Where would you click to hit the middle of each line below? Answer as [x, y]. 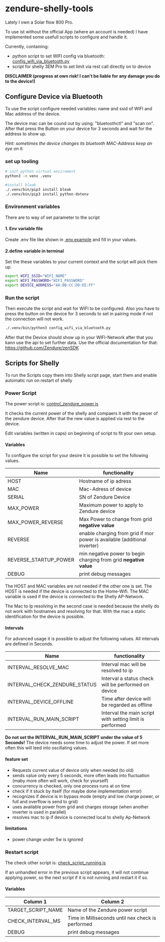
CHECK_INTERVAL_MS [34, 921]
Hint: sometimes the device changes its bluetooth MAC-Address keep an [79, 143]
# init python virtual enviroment [41, 172]
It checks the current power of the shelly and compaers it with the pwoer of [82, 413]
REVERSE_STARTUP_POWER [41, 560]
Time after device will [126, 699]
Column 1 [35, 902]
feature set [17, 759]
